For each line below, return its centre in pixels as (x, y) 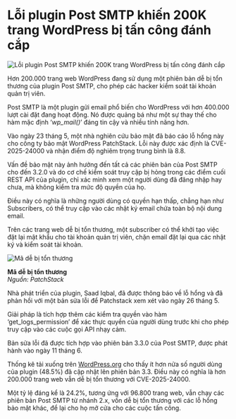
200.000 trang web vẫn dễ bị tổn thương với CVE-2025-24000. (99, 379)
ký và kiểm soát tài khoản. (45, 244)
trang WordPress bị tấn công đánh (109, 30)
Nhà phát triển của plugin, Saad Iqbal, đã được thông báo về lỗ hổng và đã (115, 293)
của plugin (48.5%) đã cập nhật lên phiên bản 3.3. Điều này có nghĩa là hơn (117, 372)
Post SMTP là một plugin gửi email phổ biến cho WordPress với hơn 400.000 (118, 107)
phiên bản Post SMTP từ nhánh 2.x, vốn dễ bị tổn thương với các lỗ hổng (112, 400)
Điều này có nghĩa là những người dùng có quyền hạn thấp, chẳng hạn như (116, 201)
